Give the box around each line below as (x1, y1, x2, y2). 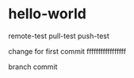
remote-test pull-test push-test (8, 31, 109, 41)
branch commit (8, 61, 58, 72)
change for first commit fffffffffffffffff (8, 46, 127, 56)
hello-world (8, 5, 87, 23)
